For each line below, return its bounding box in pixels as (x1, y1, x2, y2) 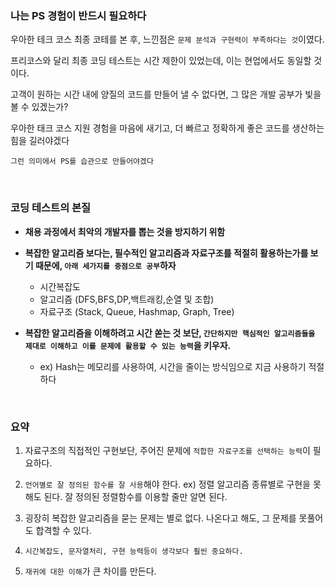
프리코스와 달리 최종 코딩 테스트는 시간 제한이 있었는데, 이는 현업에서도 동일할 (10, 55, 312, 67)
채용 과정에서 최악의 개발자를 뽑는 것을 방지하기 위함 (24, 225, 226, 237)
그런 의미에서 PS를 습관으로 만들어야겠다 (10, 157, 154, 167)
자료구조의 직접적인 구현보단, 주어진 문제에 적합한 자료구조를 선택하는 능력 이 (24, 444, 311, 456)
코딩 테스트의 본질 (10, 201, 92, 215)
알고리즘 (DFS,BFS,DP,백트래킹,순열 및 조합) (39, 293, 215, 305)
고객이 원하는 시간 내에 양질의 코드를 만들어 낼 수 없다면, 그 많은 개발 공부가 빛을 (10, 88, 322, 101)
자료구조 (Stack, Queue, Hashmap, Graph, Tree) (39, 305, 235, 317)
